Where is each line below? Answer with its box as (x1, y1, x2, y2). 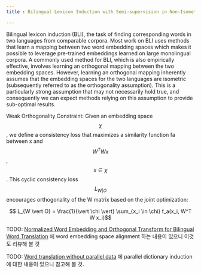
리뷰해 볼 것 (12, 241, 40, 248)
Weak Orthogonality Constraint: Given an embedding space (6, 112, 153, 119)
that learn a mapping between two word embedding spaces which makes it (6, 43, 191, 50)
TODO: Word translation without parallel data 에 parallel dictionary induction (6, 253, 193, 260)
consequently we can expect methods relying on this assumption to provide (6, 94, 193, 101)
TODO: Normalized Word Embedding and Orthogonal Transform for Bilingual (6, 226, 194, 233)
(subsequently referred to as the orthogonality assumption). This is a (6, 82, 176, 89)
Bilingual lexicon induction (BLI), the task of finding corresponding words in (6, 31, 191, 38)
